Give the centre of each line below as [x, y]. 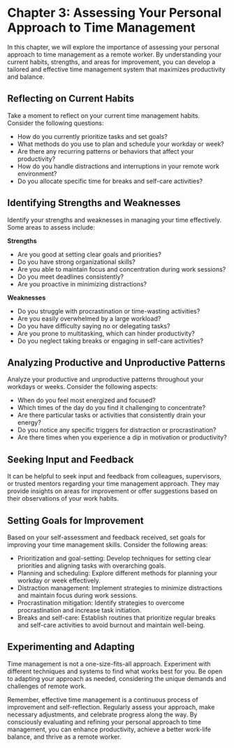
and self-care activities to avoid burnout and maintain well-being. [111, 625]
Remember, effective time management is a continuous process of [103, 699]
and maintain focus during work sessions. [78, 595]
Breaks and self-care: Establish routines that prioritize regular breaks [116, 617]
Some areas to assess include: [51, 227]
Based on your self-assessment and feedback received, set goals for [107, 537]
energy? [29, 423]
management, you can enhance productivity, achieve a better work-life [109, 729]
